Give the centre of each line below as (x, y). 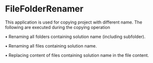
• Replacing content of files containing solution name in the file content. (77, 55)
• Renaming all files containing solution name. (51, 46)
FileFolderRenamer (44, 9)
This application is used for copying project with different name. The (74, 22)
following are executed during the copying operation (58, 27)
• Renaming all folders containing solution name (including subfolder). (75, 37)
